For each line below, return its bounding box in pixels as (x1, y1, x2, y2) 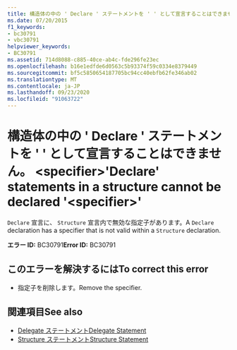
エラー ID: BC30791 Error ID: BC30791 (7, 241, 116, 249)
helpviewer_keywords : (7, 43, 71, 50)
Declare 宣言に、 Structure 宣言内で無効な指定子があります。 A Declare (7, 218, 214, 227)
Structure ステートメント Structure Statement (17, 334, 149, 343)
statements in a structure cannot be (7, 179, 221, 195)
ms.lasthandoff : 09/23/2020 (7, 89, 90, 96)
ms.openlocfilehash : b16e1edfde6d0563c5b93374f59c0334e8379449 (7, 63, 197, 70)
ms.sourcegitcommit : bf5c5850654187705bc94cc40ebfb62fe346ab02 (7, 69, 197, 76)
